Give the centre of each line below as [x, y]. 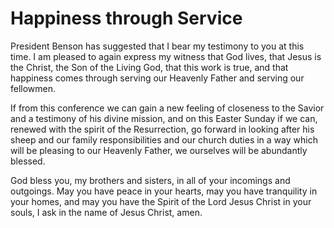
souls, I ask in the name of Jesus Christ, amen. [106, 212]
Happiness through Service [126, 18]
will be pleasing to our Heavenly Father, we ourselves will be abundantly [159, 150]
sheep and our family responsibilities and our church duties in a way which [164, 139]
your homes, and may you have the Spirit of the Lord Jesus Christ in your [161, 201]
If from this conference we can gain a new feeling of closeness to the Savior [167, 108]
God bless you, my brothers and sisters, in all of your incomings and [150, 180]
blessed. [28, 161]
